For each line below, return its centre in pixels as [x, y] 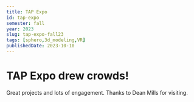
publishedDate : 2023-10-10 [40, 46]
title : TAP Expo [27, 12]
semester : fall [26, 23]
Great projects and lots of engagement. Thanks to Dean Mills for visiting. [97, 92]
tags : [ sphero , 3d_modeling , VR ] [46, 40]
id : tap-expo [23, 18]
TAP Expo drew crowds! [68, 76]
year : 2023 [20, 29]
